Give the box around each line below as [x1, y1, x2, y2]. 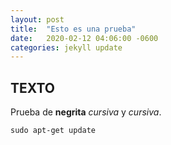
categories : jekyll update [10, 42, 123, 53]
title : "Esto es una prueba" [10, 24, 137, 34]
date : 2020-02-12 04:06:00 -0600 [10, 33, 159, 43]
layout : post [10, 14, 65, 25]
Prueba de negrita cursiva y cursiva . [10, 106, 162, 118]
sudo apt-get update [10, 126, 97, 136]
